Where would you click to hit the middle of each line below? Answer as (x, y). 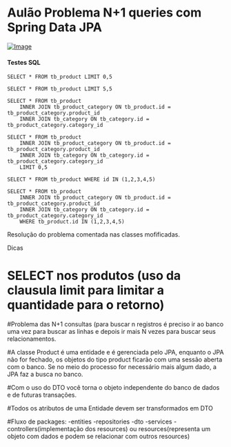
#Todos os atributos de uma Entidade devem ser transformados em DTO (110, 408)
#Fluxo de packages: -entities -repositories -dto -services (90, 421)
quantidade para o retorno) (86, 305)
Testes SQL (24, 62)
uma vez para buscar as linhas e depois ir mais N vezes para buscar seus (111, 332)
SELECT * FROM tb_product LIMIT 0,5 (60, 77)
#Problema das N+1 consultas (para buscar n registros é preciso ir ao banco (115, 324)
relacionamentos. (32, 339)
